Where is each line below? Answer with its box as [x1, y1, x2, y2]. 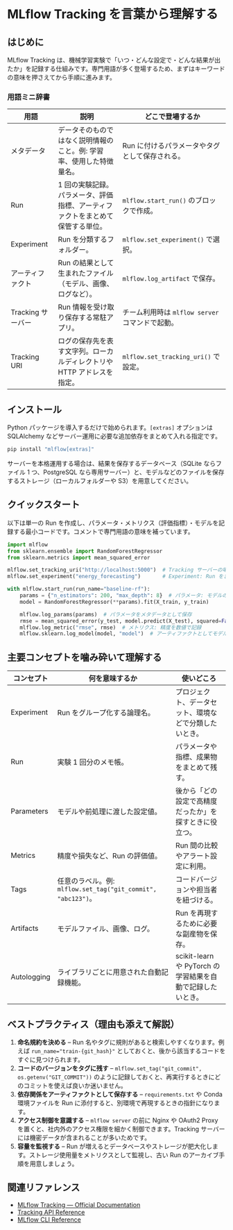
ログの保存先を [58, 336, 107, 346]
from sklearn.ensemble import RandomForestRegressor [7, 548, 163, 555]
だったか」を [175, 807, 218, 816]
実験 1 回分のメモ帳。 [57, 757, 128, 767]
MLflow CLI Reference [17, 1215, 81, 1224]
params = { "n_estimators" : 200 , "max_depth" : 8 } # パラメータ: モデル [19, 592, 223, 599]
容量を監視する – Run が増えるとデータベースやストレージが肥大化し [17, 1142, 213, 1150]
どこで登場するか [144, 112, 200, 121]
